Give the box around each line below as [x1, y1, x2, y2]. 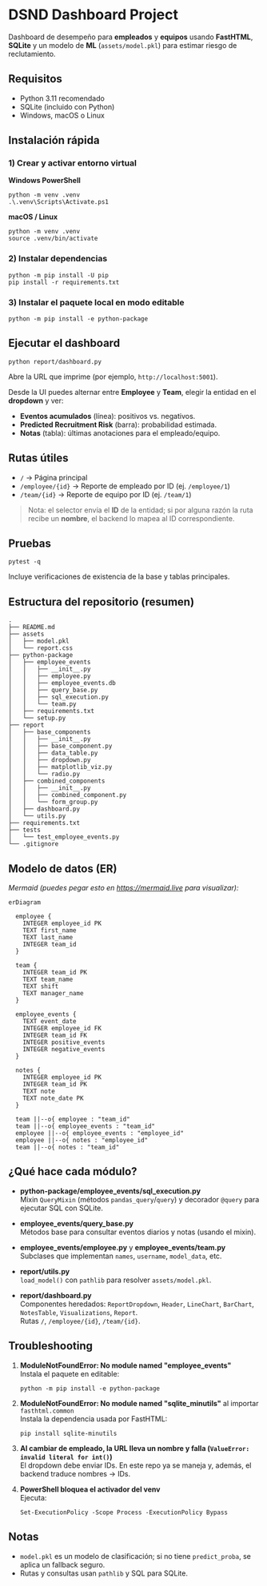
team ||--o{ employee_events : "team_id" [15, 1122, 156, 1130]
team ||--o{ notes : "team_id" [15, 1143, 120, 1152]
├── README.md [8, 624, 56, 632]
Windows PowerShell [8, 176, 82, 185]
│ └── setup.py [8, 714, 66, 723]
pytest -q [8, 558, 42, 566]
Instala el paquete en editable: [19, 1369, 120, 1378]
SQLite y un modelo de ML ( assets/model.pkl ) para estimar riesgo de [8, 40, 237, 50]
